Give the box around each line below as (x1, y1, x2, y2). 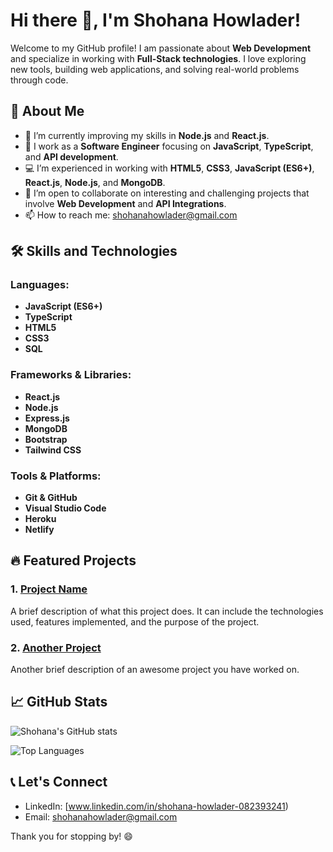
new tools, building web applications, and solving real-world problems (10, 63, 300, 75)
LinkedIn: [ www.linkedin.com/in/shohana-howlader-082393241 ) (24, 800, 289, 812)
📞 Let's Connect (10, 774, 108, 791)
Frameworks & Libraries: (10, 368, 132, 382)
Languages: (10, 278, 70, 292)
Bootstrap (24, 433, 68, 445)
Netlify (24, 524, 55, 536)
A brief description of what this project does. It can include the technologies (10, 605, 324, 617)
